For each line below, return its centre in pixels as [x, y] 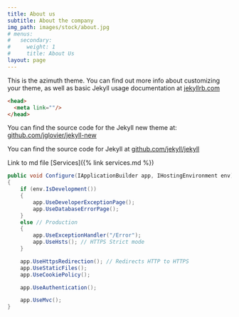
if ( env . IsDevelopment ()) [59, 189]
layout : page [27, 60]
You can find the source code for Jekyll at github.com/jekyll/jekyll [103, 149]
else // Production [49, 222]
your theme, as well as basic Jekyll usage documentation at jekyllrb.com [114, 88]
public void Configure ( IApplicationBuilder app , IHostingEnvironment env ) [121, 176]
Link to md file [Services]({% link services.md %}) [81, 163]
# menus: [20, 34]
